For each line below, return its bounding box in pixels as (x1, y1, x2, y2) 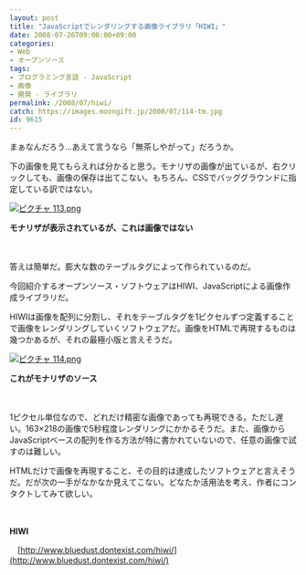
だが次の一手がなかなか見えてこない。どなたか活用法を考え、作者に (25, 476, 281, 488)
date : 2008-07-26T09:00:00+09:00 (9, 30, 137, 39)
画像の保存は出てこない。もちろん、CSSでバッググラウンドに (56, 172, 290, 183)
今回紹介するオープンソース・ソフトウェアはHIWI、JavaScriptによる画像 (9, 280, 283, 292)
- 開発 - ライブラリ (9, 89, 79, 99)
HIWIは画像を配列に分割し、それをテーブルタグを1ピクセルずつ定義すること (9, 311, 295, 322)
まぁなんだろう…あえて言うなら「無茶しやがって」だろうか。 (9, 141, 239, 152)
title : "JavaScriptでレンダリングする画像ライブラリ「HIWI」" (9, 22, 227, 31)
